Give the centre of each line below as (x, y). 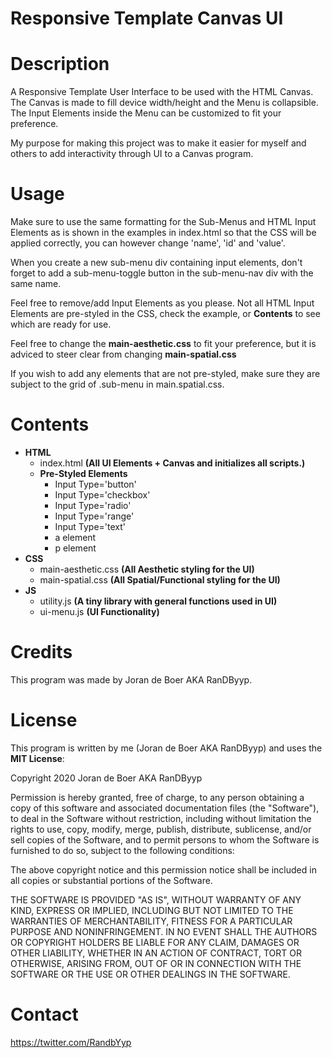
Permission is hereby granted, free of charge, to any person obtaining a (157, 797)
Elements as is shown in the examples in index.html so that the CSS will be (163, 233)
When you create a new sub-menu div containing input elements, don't (156, 263)
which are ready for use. (61, 324)
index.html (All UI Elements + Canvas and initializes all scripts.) (172, 463)
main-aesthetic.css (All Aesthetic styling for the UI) (147, 569)
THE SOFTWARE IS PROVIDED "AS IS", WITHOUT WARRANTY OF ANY (156, 899)
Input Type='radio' (93, 505)
